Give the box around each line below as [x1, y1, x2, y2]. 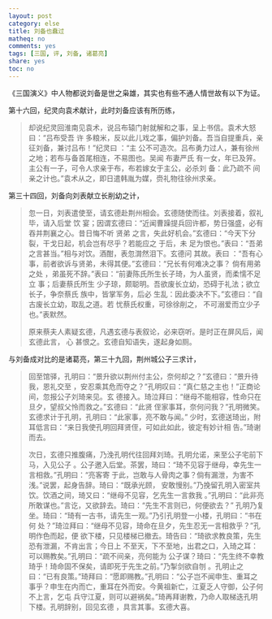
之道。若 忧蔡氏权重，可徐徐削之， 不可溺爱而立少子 [84, 299, 261, 309]
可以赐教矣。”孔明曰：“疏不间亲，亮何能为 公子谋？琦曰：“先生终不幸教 [28, 551, 265, 561]
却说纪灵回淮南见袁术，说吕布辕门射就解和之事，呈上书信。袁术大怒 [28, 123, 257, 132]
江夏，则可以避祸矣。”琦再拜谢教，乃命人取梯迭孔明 [87, 591, 258, 601]
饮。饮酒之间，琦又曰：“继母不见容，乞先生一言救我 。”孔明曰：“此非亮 [28, 490, 265, 500]
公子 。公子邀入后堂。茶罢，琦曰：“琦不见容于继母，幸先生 [56, 460, 254, 470]
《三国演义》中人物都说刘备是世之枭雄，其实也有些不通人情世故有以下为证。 [8, 88, 265, 97]
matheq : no [8, 34, 45, 43]
